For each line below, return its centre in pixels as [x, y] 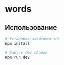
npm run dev [17, 57]
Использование [31, 27]
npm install [17, 43]
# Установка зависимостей [32, 39]
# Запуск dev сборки [27, 53]
